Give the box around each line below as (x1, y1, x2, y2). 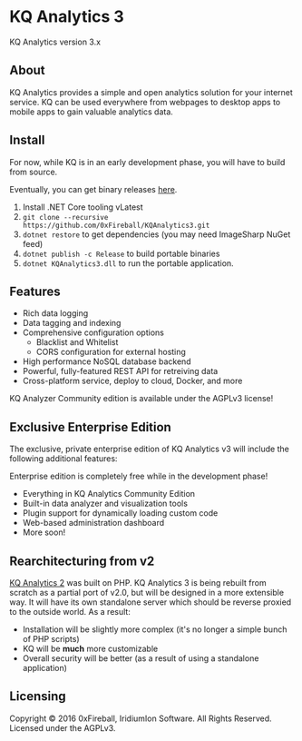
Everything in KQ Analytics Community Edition (22, 489, 196, 499)
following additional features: (9, 453, 118, 464)
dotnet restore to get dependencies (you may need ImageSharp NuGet (22, 229, 291, 240)
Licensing (9, 688, 66, 705)
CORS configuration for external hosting (35, 347, 186, 358)
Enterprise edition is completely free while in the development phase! (9, 470, 268, 482)
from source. (9, 166, 58, 177)
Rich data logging (22, 308, 89, 319)
